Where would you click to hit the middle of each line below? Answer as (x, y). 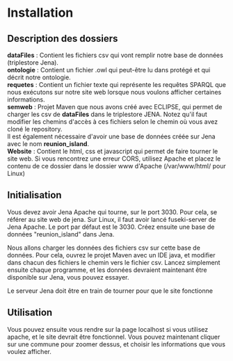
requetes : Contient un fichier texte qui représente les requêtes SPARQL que (117, 85)
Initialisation (34, 195)
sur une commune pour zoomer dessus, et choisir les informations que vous (116, 344)
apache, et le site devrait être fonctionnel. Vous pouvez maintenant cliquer (114, 337)
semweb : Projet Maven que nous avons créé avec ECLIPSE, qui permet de (115, 107)
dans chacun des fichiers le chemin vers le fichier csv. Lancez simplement (114, 262)
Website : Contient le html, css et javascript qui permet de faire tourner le (113, 151)
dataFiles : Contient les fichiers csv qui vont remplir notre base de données (115, 55)
